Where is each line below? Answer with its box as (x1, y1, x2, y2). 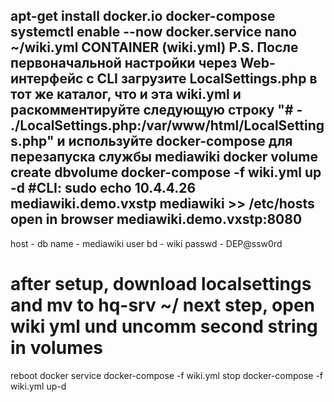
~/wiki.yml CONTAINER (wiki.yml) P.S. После (10, 39, 299, 56)
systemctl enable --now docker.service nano (10, 24, 297, 41)
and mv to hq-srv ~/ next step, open (10, 294, 315, 316)
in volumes (10, 337, 104, 359)
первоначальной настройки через (10, 55, 238, 72)
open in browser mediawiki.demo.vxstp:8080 (10, 211, 303, 228)
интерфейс (10, 70, 84, 88)
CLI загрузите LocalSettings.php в (96, 70, 318, 88)
